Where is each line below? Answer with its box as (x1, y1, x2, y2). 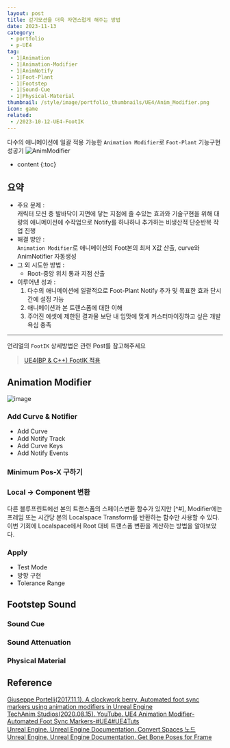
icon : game (7, 105, 38, 112)
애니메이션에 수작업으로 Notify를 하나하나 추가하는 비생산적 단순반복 (29, 218, 212, 227)
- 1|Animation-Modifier (10, 61, 78, 68)
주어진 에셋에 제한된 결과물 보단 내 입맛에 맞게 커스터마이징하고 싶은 (27, 312, 209, 320)
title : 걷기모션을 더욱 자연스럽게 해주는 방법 (7, 16, 121, 23)
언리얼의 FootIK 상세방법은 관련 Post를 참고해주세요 (7, 341, 146, 350)
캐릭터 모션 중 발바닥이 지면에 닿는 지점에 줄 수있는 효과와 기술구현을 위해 (16, 209, 213, 218)
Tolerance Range (16, 579, 66, 587)
